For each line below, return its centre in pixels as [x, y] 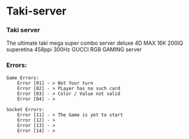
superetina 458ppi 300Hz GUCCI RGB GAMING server [74, 50]
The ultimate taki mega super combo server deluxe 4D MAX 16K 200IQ [95, 43]
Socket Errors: [25, 109]
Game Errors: [23, 78]
